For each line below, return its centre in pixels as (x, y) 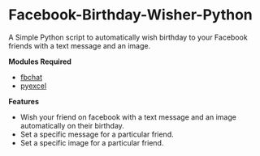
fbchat (31, 77)
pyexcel (33, 86)
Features (24, 101)
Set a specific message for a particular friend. (97, 134)
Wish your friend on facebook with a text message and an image (128, 117)
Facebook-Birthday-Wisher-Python (131, 15)
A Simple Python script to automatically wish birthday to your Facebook (128, 37)
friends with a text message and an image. (80, 45)
